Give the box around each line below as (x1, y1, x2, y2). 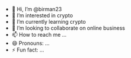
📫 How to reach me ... (11, 31, 67, 38)
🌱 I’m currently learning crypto (11, 18, 86, 25)
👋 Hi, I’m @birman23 (11, 6, 62, 12)
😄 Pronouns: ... (11, 40, 50, 47)
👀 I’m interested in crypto (11, 12, 73, 19)
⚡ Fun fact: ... (11, 46, 44, 53)
